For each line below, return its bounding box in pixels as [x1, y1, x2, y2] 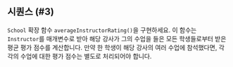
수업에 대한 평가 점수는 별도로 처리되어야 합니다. [20, 52, 152, 60]
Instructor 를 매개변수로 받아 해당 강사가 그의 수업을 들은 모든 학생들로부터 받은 [7, 34, 227, 43]
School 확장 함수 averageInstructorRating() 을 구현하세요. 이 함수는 [7, 26, 197, 34]
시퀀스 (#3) [7, 6, 54, 18]
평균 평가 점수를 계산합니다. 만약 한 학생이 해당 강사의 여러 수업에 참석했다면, [7, 43, 218, 52]
